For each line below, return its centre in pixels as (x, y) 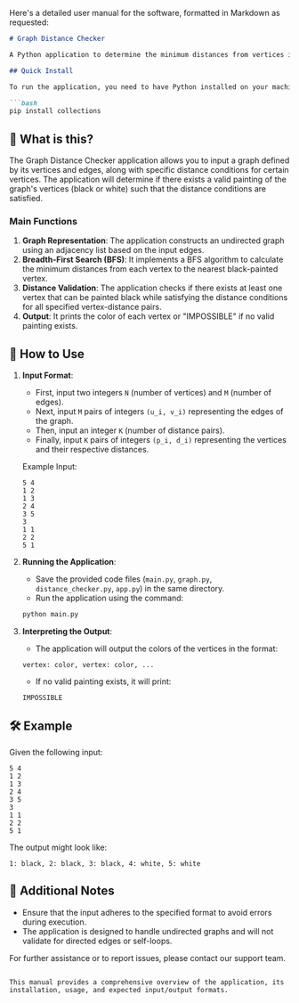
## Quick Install (41, 70)
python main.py (50, 615)
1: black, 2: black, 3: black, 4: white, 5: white (105, 863)
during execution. (54, 922)
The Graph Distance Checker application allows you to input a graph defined (149, 160)
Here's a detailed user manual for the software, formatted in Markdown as (145, 13)
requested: (29, 22)
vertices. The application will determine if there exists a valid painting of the (148, 179)
